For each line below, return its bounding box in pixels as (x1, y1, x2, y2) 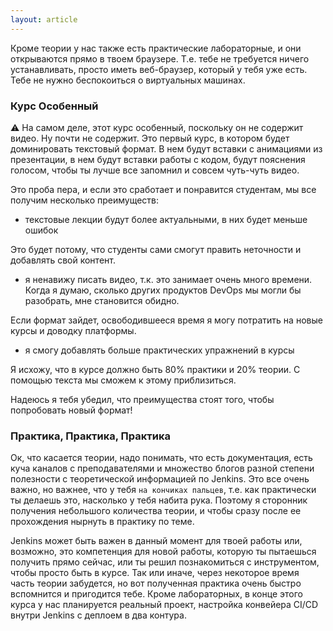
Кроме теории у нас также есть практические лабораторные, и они (10, 42, 302, 54)
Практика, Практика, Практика (10, 429, 171, 443)
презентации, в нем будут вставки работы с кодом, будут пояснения (10, 153, 306, 165)
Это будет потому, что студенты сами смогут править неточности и (10, 243, 302, 255)
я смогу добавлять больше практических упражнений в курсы (24, 344, 295, 356)
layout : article (10, 14, 78, 25)
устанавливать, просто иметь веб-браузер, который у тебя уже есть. (10, 63, 308, 75)
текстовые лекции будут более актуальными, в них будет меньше (24, 213, 308, 225)
